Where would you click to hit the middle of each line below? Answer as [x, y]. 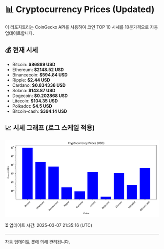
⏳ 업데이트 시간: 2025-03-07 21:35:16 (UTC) [49, 225]
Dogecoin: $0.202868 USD [40, 96]
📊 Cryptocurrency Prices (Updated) [80, 10]
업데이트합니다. [20, 33]
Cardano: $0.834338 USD [39, 85]
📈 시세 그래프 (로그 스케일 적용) [50, 128]
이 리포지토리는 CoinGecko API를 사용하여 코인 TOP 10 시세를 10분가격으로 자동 [82, 27]
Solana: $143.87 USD [34, 90]
